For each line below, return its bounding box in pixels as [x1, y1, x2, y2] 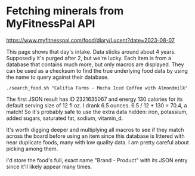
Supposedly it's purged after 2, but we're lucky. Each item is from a [6, 54, 172, 61]
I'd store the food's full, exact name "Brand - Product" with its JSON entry [6, 156, 188, 163]
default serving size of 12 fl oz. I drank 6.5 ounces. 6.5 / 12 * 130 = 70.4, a [6, 101, 187, 109]
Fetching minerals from [6, 4, 124, 18]
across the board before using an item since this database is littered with [6, 132, 185, 140]
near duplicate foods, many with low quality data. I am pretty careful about [6, 138, 189, 146]
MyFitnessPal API [6, 17, 95, 30]
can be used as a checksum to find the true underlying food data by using [6, 67, 188, 74]
